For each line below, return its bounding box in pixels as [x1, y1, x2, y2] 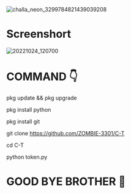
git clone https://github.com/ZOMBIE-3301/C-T [6, 129, 125, 137]
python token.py [6, 153, 48, 160]
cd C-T [6, 141, 24, 149]
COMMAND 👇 [6, 70, 78, 84]
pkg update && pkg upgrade [6, 94, 78, 101]
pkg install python [6, 106, 51, 113]
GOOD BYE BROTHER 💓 [6, 174, 126, 189]
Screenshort [6, 27, 72, 41]
